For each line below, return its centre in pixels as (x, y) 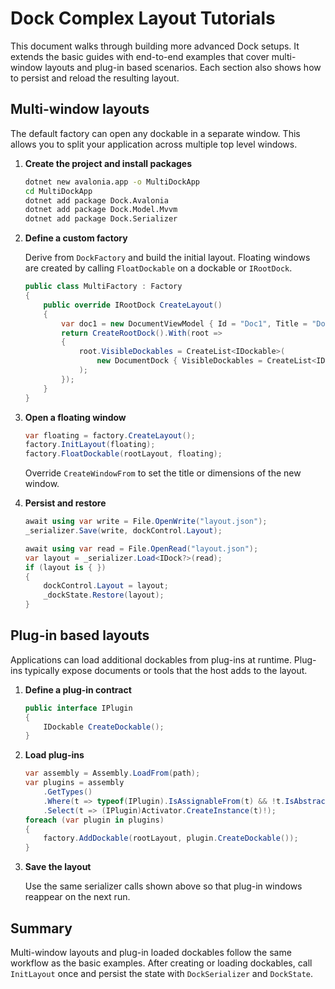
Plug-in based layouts (80, 635)
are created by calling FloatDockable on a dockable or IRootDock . (158, 268)
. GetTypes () (68, 792)
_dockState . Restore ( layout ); (104, 595)
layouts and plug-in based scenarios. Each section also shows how (183, 67)
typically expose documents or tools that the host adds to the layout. (166, 670)
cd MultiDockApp (58, 191)
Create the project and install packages (108, 163)
